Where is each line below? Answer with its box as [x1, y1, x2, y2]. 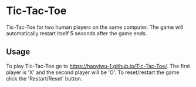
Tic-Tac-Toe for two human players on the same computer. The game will [6, 24, 184, 31]
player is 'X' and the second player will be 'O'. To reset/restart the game [6, 69, 180, 76]
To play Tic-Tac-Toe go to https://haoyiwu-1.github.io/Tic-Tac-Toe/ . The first [6, 62, 191, 69]
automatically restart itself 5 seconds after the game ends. [6, 29, 147, 36]
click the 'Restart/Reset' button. [6, 75, 83, 82]
